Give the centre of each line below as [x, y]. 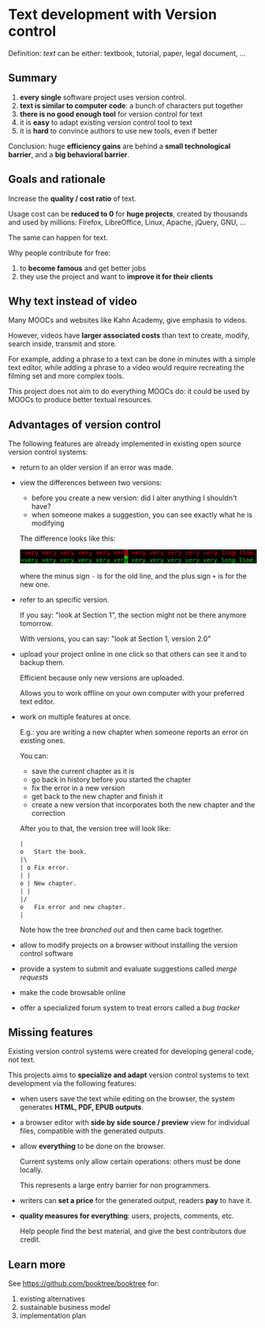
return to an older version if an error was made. [96, 467]
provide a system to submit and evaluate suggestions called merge [128, 968]
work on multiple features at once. [75, 716]
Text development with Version [112, 15]
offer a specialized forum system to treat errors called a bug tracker [130, 1007]
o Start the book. [53, 851]
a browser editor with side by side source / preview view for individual [134, 1122]
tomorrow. [36, 623]
